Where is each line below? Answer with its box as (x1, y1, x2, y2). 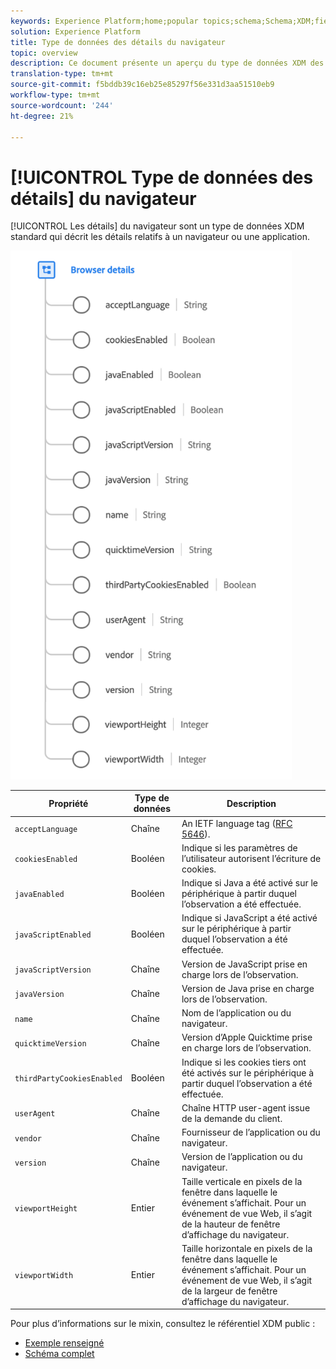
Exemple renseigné (24, 1337, 105, 1349)
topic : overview (10, 48, 78, 58)
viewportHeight (14, 1204, 78, 1214)
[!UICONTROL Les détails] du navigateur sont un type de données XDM (10, 220, 305, 232)
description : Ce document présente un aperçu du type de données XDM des (10, 58, 325, 69)
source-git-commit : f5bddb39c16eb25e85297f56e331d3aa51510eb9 (10, 80, 275, 90)
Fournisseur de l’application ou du (181, 1126, 321, 1139)
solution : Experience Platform (10, 26, 141, 37)
